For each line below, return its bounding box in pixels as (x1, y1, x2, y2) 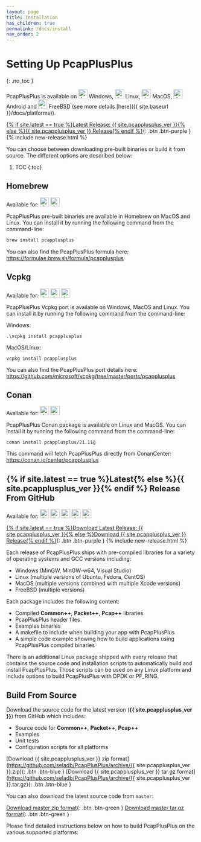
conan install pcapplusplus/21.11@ (6, 439, 96, 445)
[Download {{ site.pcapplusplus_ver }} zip (6, 755, 110, 762)
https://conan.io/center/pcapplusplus (6, 456, 99, 464)
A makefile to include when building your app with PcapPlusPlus (14, 629, 175, 636)
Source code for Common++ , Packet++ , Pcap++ (14, 724, 139, 731)
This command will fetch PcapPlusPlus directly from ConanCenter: (6, 450, 172, 458)
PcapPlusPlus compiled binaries (14, 642, 95, 649)
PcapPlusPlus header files (14, 616, 80, 624)
